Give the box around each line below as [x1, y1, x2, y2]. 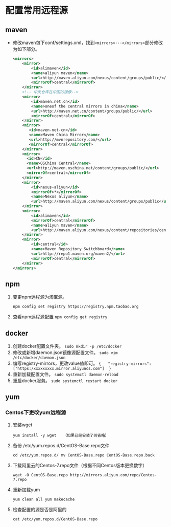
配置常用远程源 [5, 5, 68, 16]
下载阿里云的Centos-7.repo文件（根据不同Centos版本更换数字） [12, 462, 148, 468]
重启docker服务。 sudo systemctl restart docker [12, 378, 118, 384]
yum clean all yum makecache [12, 497, 75, 502]
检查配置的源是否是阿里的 [12, 506, 67, 512]
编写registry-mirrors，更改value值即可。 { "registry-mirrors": [12, 360, 152, 366]
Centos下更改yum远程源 [5, 409, 66, 416]
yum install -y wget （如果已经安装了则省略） [12, 433, 109, 438]
